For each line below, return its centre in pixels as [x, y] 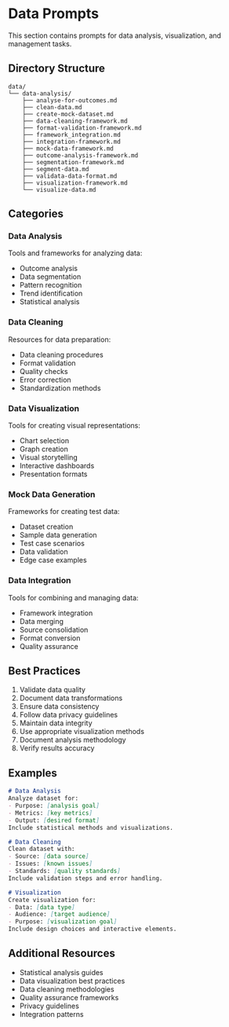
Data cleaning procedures [61, 354]
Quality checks [44, 371]
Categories [36, 214]
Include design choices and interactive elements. [93, 929]
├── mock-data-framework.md [68, 149]
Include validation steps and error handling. [85, 878]
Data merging [42, 621]
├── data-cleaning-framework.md [75, 121]
